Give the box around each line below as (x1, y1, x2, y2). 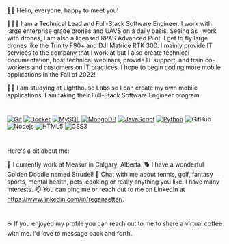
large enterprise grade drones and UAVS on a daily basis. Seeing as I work (7, 27, 217, 35)
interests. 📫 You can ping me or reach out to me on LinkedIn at (7, 185, 186, 193)
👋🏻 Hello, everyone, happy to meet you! (7, 6, 119, 14)
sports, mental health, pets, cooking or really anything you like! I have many (7, 178, 220, 186)
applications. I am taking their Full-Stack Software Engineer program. (7, 91, 202, 99)
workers (7, 63, 31, 71)
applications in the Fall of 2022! (7, 71, 96, 79)
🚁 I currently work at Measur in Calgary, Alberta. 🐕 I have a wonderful (7, 160, 204, 169)
